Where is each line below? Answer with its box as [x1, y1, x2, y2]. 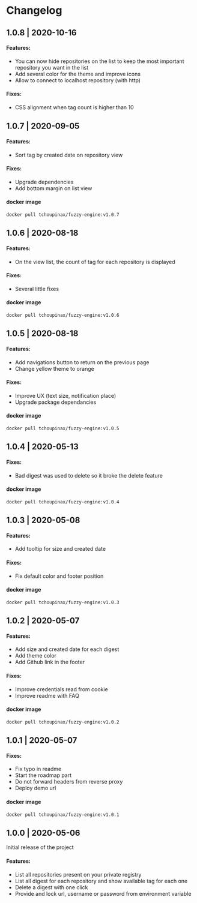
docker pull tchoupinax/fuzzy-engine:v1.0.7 [6, 211, 120, 218]
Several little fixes [14, 285, 59, 292]
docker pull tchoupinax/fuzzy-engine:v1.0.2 [6, 719, 120, 725]
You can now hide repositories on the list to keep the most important [14, 58, 184, 65]
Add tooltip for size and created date [14, 545, 106, 553]
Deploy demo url [14, 784, 56, 792]
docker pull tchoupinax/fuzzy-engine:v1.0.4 [6, 499, 120, 505]
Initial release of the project [6, 844, 74, 851]
